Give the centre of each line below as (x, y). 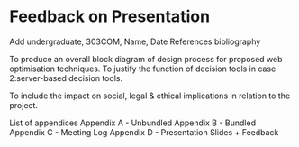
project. (24, 105)
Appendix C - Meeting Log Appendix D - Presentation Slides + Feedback (144, 132)
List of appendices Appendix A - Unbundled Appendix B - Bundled (133, 123)
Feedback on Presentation (109, 17)
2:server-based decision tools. (66, 78)
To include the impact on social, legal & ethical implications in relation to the (150, 96)
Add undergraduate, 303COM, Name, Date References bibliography (135, 41)
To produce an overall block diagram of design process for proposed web (146, 59)
